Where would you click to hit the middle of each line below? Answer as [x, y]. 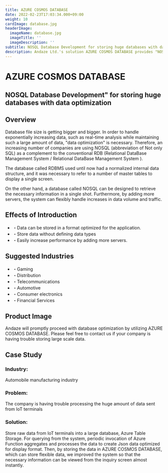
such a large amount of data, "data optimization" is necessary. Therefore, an [84, 142]
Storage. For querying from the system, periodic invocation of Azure [75, 438]
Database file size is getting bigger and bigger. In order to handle [72, 132]
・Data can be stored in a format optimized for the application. [77, 227]
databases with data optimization [58, 103]
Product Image [28, 316]
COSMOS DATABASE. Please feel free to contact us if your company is [78, 334]
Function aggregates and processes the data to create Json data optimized [82, 443]
